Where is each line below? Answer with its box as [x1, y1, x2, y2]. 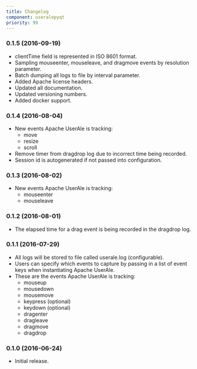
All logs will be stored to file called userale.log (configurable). [14, 254, 164, 261]
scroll [23, 143, 37, 151]
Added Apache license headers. [14, 78, 93, 85]
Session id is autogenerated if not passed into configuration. [14, 156, 162, 163]
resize [23, 137, 39, 145]
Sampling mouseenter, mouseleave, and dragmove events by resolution [14, 59, 189, 66]
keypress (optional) [23, 297, 71, 305]
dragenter [23, 310, 49, 317]
